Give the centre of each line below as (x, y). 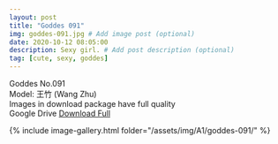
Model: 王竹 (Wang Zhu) (53, 94)
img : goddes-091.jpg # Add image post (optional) (102, 34)
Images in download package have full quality (93, 104)
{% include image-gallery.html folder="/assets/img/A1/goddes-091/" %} (140, 130)
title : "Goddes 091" (47, 26)
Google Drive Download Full (60, 113)
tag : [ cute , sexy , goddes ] (59, 58)
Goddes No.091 (38, 83)
